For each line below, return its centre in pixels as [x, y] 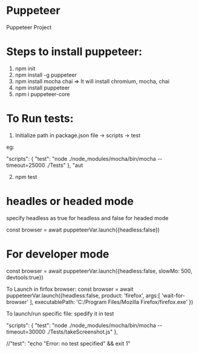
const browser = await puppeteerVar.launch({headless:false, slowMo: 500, [99, 271]
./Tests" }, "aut [65, 165]
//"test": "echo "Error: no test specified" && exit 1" [68, 343]
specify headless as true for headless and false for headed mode [87, 218]
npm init [25, 68]
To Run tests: [40, 119]
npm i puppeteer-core [42, 94]
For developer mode [58, 254]
